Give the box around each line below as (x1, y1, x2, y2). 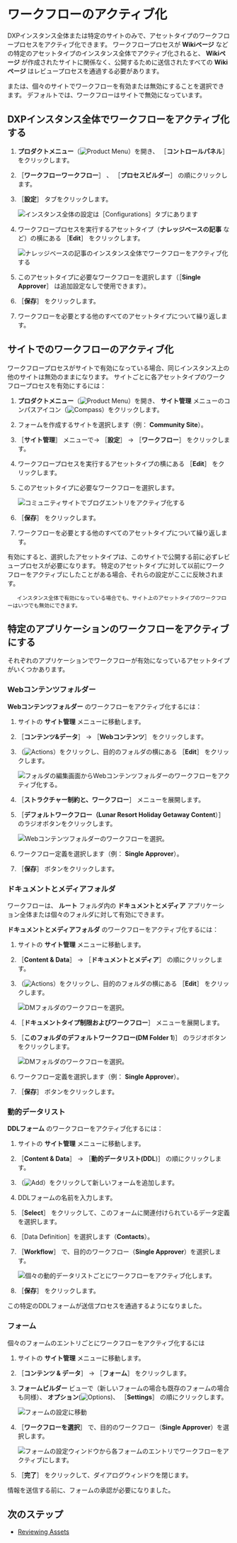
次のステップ (7, 1508, 64, 1520)
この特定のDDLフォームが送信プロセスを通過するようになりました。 (7, 1302, 206, 1310)
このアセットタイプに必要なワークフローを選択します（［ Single (17, 272, 202, 281)
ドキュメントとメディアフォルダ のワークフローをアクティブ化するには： (7, 925, 219, 933)
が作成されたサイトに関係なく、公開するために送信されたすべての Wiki (21, 57, 229, 66)
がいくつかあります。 (7, 665, 69, 674)
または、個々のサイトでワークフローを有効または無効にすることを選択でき (7, 82, 225, 90)
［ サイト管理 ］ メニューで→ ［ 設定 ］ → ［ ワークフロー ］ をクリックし (17, 435, 224, 444)
